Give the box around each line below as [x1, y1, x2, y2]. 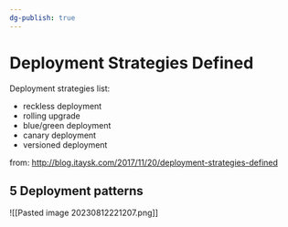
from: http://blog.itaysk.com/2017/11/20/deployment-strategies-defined [9, 157, 279, 168]
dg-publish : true [9, 13, 76, 23]
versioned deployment [22, 139, 108, 150]
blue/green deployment [22, 119, 112, 130]
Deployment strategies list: [9, 83, 111, 94]
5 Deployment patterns [9, 183, 144, 199]
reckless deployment [22, 100, 102, 111]
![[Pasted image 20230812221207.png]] [9, 207, 158, 219]
